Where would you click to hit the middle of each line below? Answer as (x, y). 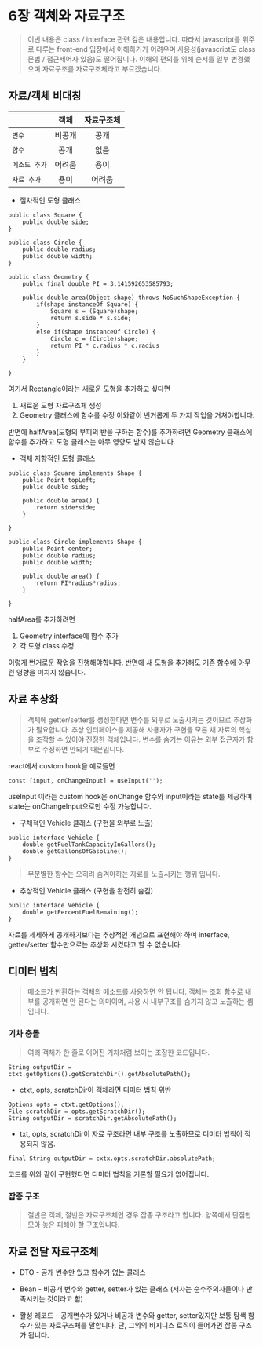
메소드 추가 (29, 164)
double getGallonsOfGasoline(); (75, 851)
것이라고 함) (65, 1298)
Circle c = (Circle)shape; (94, 338)
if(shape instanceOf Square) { (88, 304)
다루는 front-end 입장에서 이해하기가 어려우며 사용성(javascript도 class (146, 49)
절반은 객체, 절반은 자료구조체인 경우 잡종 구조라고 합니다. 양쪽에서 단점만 (139, 1214)
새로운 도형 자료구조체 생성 (60, 405)
